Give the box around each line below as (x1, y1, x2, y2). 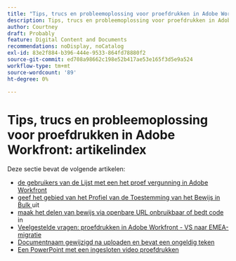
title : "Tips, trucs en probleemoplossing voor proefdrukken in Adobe (7, 10, 218, 18)
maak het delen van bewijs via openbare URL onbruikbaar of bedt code (17, 208, 224, 217)
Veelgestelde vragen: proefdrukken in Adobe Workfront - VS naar (17, 223, 207, 232)
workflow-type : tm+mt (7, 62, 71, 69)
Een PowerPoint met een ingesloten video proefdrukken (17, 246, 179, 254)
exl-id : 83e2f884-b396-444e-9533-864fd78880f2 (7, 50, 146, 57)
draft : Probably (7, 29, 55, 37)
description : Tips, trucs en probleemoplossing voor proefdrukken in (7, 17, 216, 24)
